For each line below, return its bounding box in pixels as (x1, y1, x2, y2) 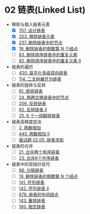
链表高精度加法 (11, 118, 42, 124)
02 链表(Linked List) (4, 4, 86, 16)
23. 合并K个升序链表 (18, 155, 59, 161)
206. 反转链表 (18, 100, 46, 106)
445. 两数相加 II (18, 131, 50, 136)
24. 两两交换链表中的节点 (18, 94, 69, 100)
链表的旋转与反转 (11, 82, 46, 88)
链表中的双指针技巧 (11, 161, 50, 167)
